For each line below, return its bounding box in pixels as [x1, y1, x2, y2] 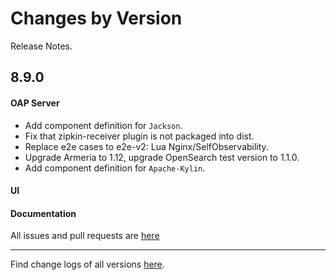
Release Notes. [10, 40, 73, 52]
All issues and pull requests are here [10, 230, 160, 242]
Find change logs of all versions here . [10, 258, 165, 271]
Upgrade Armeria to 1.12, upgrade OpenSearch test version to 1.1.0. [24, 151, 300, 163]
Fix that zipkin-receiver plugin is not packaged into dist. [24, 130, 255, 142]
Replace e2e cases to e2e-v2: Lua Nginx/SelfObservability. [24, 140, 269, 152]
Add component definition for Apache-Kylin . [24, 162, 206, 174]
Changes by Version [10, 7, 183, 30]
